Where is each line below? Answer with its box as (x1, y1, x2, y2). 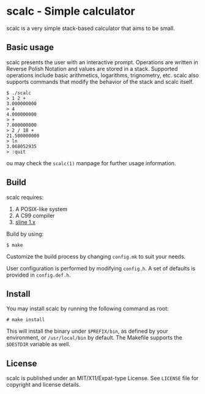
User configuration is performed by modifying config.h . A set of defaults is (6, 264, 196, 272)
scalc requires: (6, 193, 44, 201)
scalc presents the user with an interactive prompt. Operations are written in (6, 58, 199, 65)
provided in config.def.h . (6, 271, 71, 278)
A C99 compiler (15, 212, 55, 219)
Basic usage (6, 42, 54, 53)
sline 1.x (15, 218, 35, 226)
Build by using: (6, 230, 44, 237)
